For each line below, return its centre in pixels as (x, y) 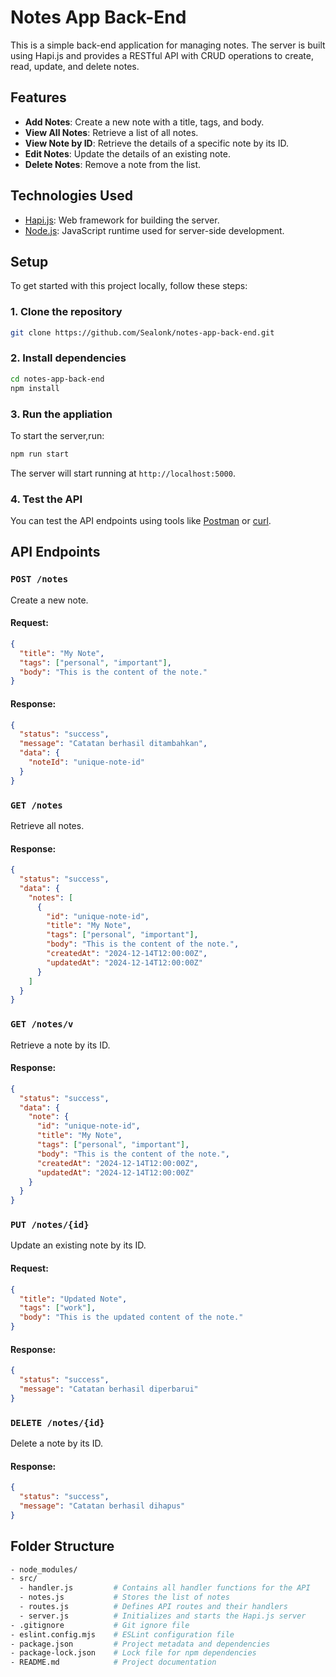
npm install (35, 388)
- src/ (24, 1579)
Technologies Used (71, 196)
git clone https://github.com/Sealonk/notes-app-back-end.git (142, 332)
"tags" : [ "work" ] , (58, 1308)
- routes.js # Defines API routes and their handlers (153, 1607)
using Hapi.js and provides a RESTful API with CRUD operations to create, (162, 55)
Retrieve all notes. (47, 825)
